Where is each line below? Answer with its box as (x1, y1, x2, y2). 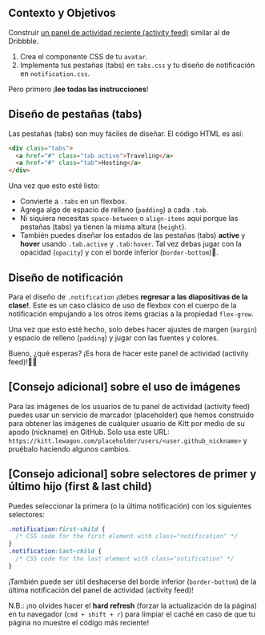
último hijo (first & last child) (8, 480, 152, 493)
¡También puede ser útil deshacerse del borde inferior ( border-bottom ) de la (8, 577, 257, 586)
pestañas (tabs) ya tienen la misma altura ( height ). (19, 222, 187, 231)
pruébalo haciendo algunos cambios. (8, 444, 130, 453)
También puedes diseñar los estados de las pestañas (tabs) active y (19, 231, 246, 240)
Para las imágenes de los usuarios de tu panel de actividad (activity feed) (8, 401, 251, 411)
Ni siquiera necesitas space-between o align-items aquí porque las (19, 214, 239, 223)
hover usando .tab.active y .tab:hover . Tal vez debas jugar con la (19, 239, 242, 249)
